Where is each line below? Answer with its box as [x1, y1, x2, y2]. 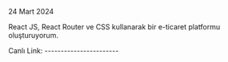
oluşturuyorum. [8, 31, 58, 40]
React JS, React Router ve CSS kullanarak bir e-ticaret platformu [8, 22, 221, 31]
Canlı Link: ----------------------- [8, 46, 119, 55]
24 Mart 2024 [8, 7, 54, 16]
